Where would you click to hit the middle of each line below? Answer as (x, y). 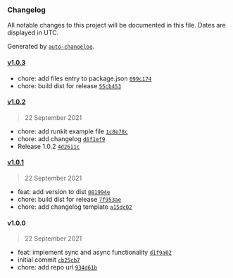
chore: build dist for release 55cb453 (69, 85)
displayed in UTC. (33, 32)
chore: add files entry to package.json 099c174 (84, 78)
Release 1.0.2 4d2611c (49, 146)
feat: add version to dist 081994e (64, 191)
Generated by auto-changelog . (51, 47)
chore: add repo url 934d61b (57, 267)
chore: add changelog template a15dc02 (75, 207)
